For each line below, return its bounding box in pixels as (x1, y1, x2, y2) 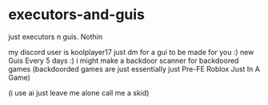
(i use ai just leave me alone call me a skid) (8, 87, 150, 97)
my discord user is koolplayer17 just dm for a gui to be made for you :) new (8, 47, 254, 56)
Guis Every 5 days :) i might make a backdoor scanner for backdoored (8, 56, 239, 65)
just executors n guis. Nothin (8, 32, 102, 41)
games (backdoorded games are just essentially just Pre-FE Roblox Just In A (8, 64, 260, 73)
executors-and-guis (8, 6, 146, 24)
